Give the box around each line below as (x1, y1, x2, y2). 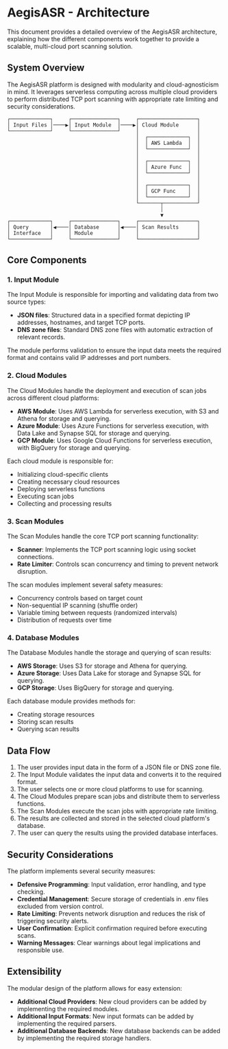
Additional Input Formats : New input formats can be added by (16, 1012, 194, 1020)
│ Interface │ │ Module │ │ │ (7, 229, 201, 236)
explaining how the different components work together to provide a (7, 34, 200, 43)
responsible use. (16, 946, 64, 954)
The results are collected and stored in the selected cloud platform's (16, 814, 210, 822)
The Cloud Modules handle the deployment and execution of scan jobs (7, 386, 207, 394)
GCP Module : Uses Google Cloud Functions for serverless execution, (16, 436, 213, 444)
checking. (16, 888, 46, 896)
